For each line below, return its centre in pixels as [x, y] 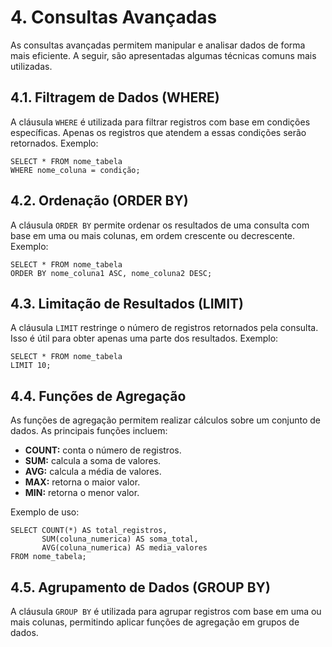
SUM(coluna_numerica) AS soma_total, [120, 539]
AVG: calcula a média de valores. [93, 472]
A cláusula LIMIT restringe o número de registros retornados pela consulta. [164, 328]
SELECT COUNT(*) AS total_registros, [89, 531]
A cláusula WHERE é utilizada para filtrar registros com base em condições [160, 122]
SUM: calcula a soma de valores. [93, 461]
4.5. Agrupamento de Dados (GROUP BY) [140, 587]
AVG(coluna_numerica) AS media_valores [124, 548]
